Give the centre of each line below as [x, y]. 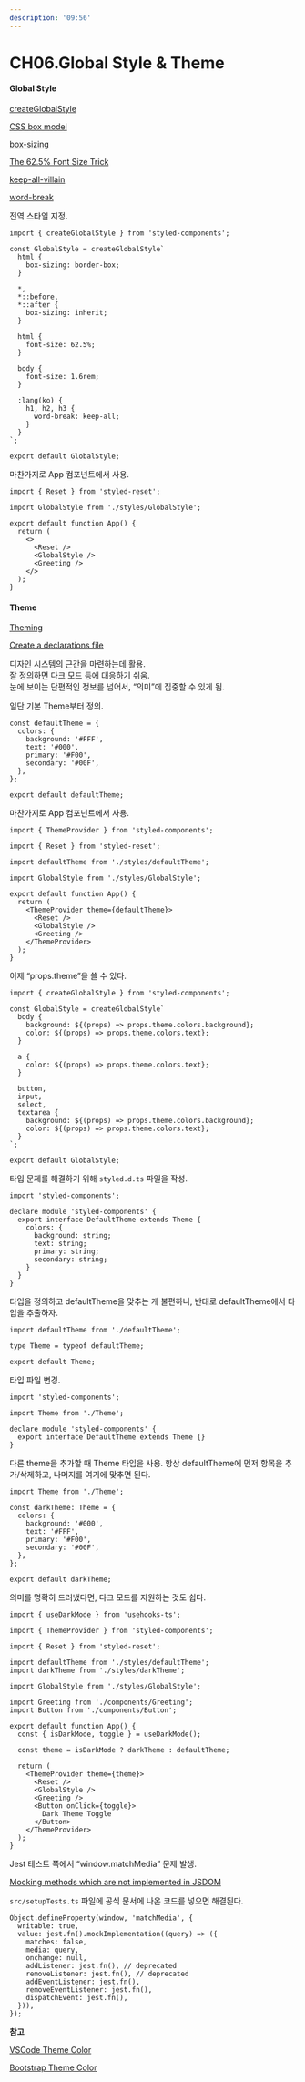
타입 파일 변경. [35, 1380]
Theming [26, 628]
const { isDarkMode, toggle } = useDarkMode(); [110, 1735]
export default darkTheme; [61, 1580]
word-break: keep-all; [76, 417]
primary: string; [66, 1252]
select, [32, 1105]
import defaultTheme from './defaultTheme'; [95, 1331]
